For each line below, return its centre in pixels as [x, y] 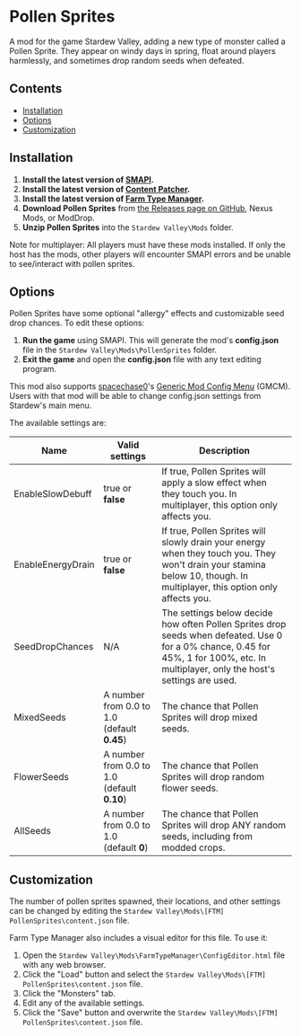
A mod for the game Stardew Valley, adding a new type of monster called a [147, 41]
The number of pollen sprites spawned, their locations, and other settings [145, 901]
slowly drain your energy [213, 543]
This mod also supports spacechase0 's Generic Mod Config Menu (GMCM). [150, 386]
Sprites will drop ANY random [224, 826]
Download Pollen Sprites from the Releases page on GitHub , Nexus [147, 208]
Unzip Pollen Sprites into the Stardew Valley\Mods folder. [128, 227]
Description [224, 451]
